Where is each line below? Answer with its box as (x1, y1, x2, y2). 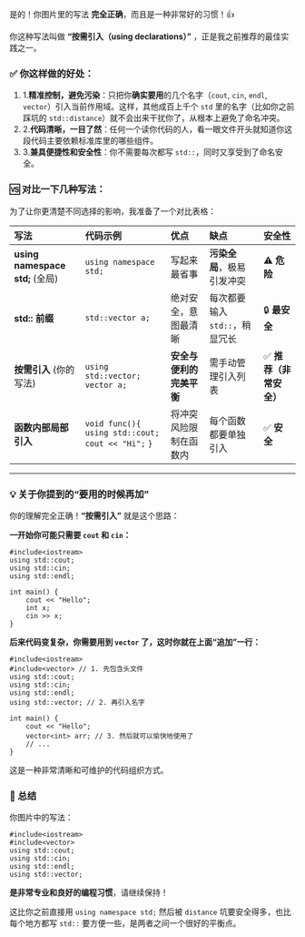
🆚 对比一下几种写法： (9, 183, 106, 196)
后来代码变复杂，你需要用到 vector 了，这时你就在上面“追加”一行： (9, 637, 261, 647)
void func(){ (84, 418, 142, 429)
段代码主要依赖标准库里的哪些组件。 (22, 136, 159, 147)
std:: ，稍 (209, 319, 251, 331)
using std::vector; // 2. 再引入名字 (9, 698, 145, 707)
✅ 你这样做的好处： (9, 67, 94, 80)
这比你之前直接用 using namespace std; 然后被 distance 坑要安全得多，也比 (9, 906, 292, 918)
